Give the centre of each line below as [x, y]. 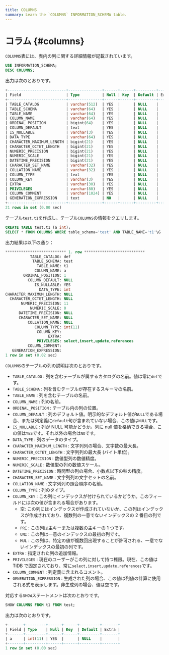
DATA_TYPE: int [55, 289]
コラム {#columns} [45, 41]
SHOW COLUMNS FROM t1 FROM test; [40, 605]
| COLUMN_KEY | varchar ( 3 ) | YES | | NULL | [82, 179]
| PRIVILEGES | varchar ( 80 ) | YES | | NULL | [82, 189]
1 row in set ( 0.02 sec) [31, 355]
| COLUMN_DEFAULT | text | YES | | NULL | [82, 128]
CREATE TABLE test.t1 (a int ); [38, 227]
